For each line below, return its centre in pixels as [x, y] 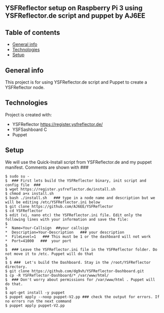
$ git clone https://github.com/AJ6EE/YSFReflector [59, 206]
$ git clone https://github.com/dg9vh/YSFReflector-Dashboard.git [75, 271]
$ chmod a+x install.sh [30, 193]
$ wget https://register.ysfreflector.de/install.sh [60, 189]
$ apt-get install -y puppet [35, 292]
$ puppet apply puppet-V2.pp [35, 305]
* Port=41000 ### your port [38, 241]
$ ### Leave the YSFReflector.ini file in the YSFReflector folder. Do [81, 250]
